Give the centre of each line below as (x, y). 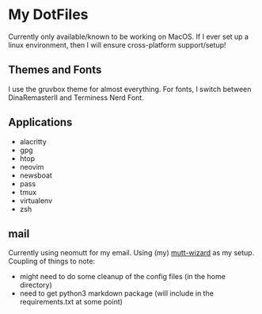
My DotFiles (48, 15)
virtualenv (36, 201)
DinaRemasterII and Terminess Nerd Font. (76, 98)
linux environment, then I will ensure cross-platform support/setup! (117, 44)
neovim (32, 167)
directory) (36, 285)
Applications (40, 123)
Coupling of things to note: (52, 261)
